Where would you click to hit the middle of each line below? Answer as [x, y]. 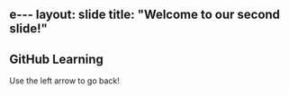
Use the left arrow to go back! [64, 81]
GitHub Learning [56, 59]
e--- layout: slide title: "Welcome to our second [145, 15]
